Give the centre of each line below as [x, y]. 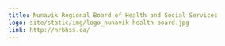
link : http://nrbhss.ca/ [49, 30]
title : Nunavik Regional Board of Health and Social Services [113, 15]
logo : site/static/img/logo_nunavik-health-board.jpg [99, 23]
